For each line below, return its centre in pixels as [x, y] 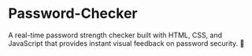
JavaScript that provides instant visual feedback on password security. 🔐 [126, 43]
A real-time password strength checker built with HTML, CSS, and [115, 35]
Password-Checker [73, 14]
